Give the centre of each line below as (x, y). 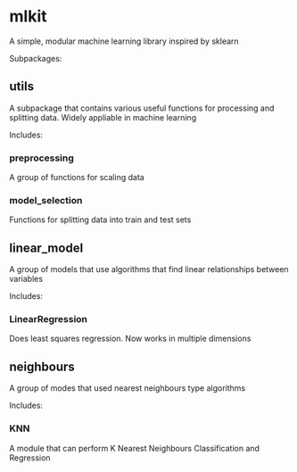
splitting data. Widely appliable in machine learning (103, 117)
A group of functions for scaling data (77, 178)
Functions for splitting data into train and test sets (100, 219)
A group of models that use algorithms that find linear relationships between (149, 269)
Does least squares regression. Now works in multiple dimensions (130, 339)
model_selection (46, 200)
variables (26, 279)
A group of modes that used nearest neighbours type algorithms (128, 388)
